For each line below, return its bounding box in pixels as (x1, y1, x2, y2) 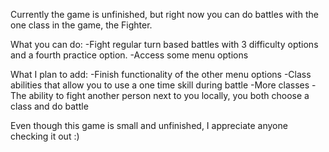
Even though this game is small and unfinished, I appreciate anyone (10, 120, 288, 131)
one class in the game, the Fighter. (10, 19, 153, 31)
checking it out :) (10, 130, 80, 142)
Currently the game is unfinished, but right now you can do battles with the (10, 9, 319, 20)
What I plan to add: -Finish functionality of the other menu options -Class (10, 69, 312, 80)
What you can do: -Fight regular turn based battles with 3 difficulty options (10, 39, 319, 50)
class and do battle (10, 100, 89, 112)
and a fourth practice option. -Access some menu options (10, 49, 249, 61)
